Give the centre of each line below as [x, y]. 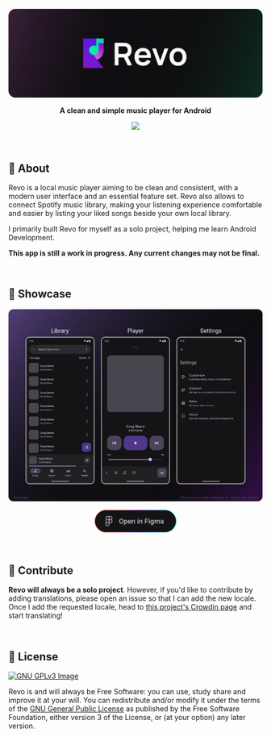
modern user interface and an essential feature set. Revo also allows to [126, 196]
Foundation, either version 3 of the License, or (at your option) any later [127, 718]
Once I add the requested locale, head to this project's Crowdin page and [130, 607]
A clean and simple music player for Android [135, 110]
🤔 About [29, 168]
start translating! [35, 616]
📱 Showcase [40, 294]
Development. [31, 238]
